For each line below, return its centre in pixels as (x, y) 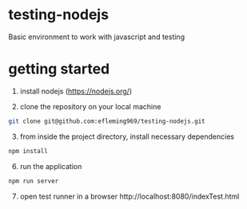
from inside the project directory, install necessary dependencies (127, 136)
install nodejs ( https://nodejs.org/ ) (76, 91)
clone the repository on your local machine (90, 106)
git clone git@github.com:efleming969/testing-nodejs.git (107, 121)
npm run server (34, 181)
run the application (51, 166)
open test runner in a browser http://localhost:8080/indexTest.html (129, 196)
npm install (28, 151)
